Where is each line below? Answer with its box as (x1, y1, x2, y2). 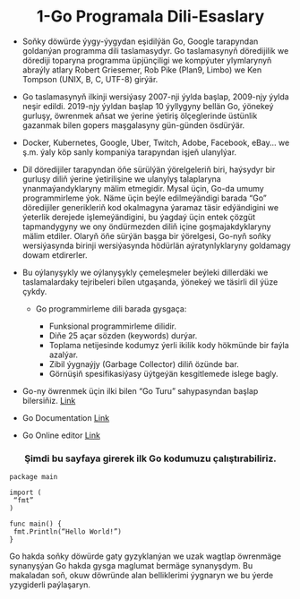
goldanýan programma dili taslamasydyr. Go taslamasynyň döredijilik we (21, 45, 289, 56)
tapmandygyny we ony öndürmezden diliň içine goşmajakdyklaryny (21, 221, 271, 232)
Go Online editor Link (21, 430, 101, 441)
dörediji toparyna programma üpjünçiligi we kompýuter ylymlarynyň (21, 55, 272, 65)
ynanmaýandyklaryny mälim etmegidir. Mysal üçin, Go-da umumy (21, 183, 264, 193)
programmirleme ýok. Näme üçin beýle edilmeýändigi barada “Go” (21, 193, 267, 203)
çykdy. (21, 286, 47, 296)
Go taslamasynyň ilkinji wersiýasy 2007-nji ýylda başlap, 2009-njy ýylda (21, 91, 289, 102)
